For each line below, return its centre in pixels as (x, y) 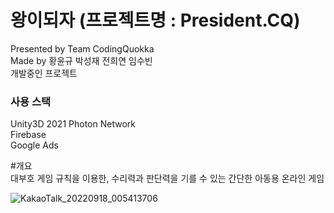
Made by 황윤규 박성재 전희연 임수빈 (81, 60)
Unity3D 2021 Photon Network (73, 124)
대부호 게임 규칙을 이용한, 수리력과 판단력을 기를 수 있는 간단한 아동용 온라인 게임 (167, 178)
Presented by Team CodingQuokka (82, 48)
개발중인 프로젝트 (44, 73)
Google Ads (34, 145)
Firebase (28, 135)
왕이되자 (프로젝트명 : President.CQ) (155, 20)
